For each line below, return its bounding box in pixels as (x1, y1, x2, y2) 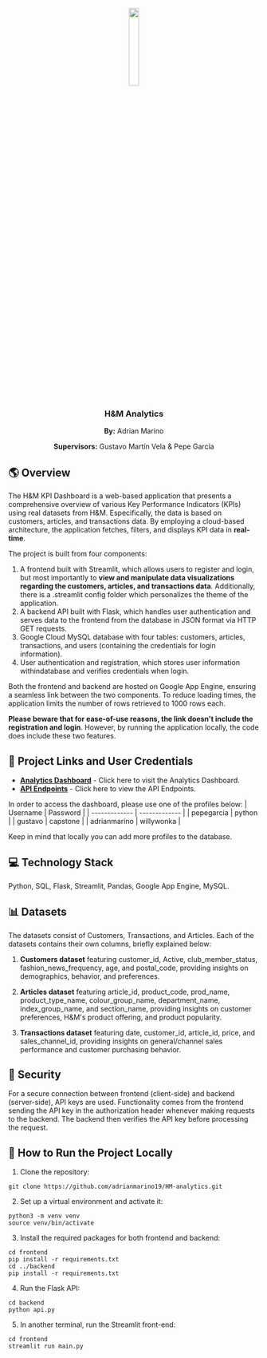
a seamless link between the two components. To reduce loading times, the (8, 691, 257, 700)
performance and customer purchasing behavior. (19, 1044, 182, 1054)
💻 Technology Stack (8, 856, 114, 869)
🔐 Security (8, 1067, 61, 1081)
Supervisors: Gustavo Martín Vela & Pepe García (53, 441, 214, 451)
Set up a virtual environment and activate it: (19, 1197, 163, 1206)
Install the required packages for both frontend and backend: (19, 1233, 221, 1243)
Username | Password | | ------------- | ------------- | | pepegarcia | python (8, 807, 258, 818)
